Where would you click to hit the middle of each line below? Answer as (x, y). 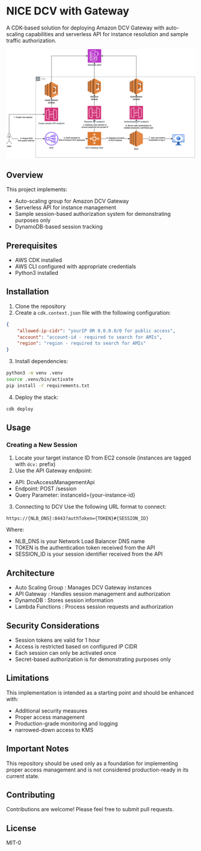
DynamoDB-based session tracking (59, 227)
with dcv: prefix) (35, 464)
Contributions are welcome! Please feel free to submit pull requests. (90, 810)
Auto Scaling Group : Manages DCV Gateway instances (83, 588)
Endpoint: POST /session (46, 489)
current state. (23, 776)
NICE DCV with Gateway (68, 11)
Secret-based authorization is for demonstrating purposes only (93, 659)
